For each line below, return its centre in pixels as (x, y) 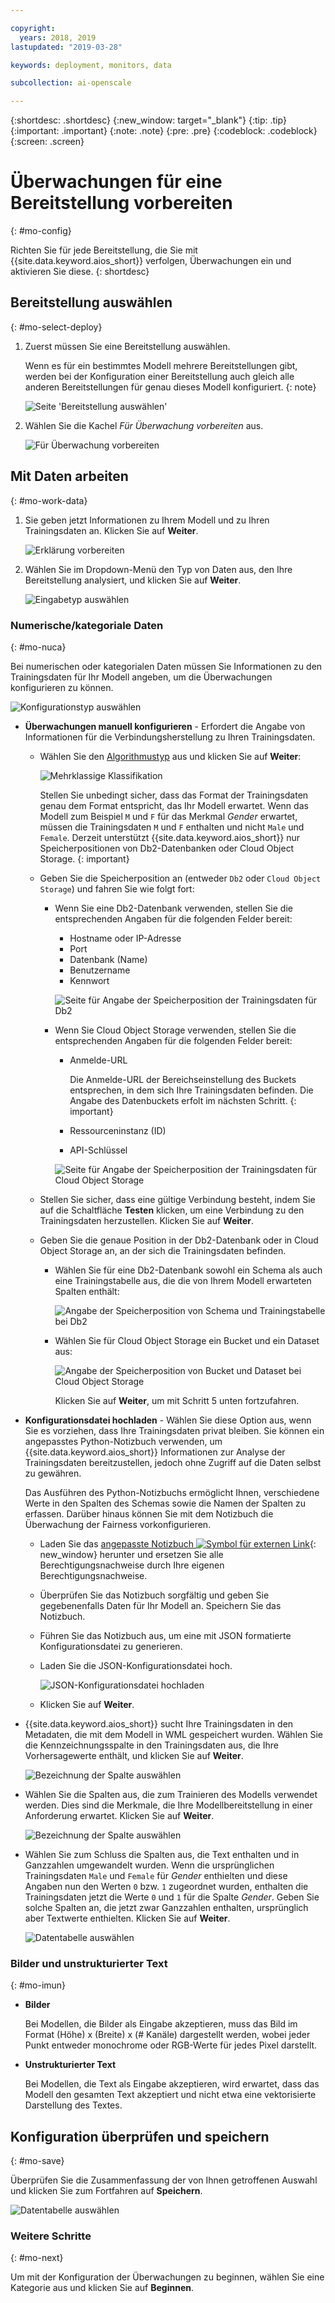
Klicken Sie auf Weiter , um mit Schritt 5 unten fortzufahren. (177, 1400)
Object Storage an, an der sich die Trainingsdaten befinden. (163, 1250)
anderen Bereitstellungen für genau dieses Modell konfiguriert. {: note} (170, 387)
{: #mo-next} (37, 2258)
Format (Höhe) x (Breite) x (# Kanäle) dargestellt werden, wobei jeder (167, 2035)
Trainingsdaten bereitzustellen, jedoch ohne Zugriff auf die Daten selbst (173, 1462)
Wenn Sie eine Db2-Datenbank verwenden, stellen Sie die (173, 908)
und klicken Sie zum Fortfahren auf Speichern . (106, 2191)
